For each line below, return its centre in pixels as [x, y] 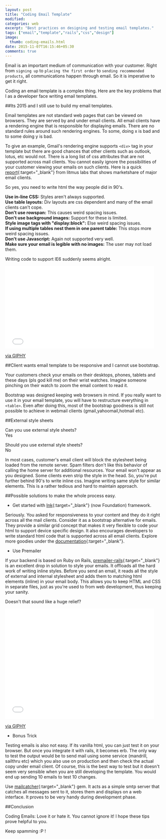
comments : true [21, 51]
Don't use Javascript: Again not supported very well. [60, 239]
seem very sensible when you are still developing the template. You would [81, 772]
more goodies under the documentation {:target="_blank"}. [65, 541]
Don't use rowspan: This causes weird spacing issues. [61, 212]
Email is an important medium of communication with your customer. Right [81, 65]
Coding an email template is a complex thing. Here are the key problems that [83, 91]
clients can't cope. [24, 207]
